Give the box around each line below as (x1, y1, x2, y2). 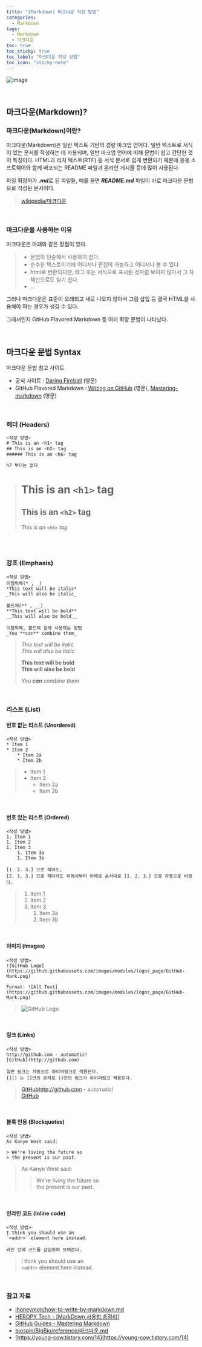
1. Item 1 (6, 834, 31, 840)
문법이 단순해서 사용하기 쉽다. (30, 254, 100, 261)
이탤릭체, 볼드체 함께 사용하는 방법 (6, 625, 82, 631)
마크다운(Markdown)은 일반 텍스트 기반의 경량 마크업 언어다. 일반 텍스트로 (6, 142, 182, 149)
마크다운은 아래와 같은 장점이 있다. (6, 240, 87, 248)
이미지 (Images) (6, 942, 45, 949)
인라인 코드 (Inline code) (6, 1210, 66, 1217)
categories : (6, 15, 36, 21)
